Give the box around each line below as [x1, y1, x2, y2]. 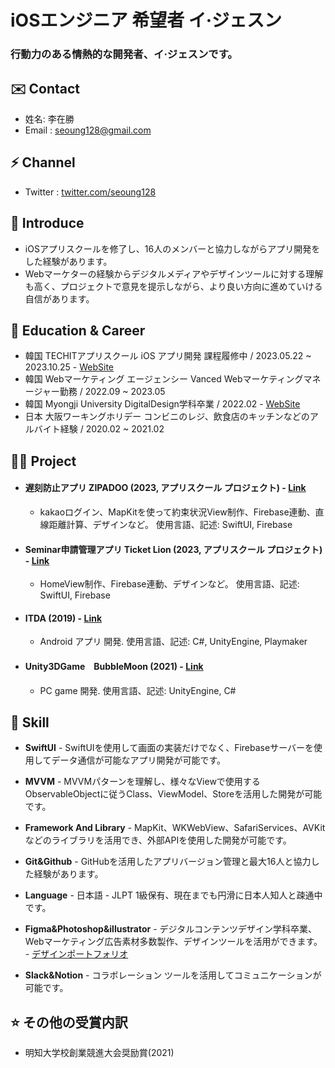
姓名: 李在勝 [24, 112, 75, 125]
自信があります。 [24, 292, 95, 305]
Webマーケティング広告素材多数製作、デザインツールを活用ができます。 [24, 936, 323, 948]
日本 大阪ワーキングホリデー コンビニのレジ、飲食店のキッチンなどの [24, 411, 310, 423]
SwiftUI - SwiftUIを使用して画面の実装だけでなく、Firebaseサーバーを [24, 742, 315, 754]
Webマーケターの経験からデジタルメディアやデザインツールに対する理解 [24, 267, 324, 280]
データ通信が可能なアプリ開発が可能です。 [51, 754, 226, 766]
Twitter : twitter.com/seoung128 [24, 186, 157, 198]
